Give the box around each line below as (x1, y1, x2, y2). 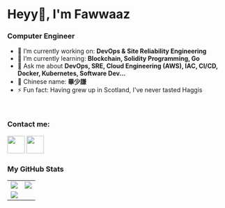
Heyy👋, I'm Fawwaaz (7, 6, 131, 22)
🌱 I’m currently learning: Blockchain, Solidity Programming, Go (17, 54, 200, 63)
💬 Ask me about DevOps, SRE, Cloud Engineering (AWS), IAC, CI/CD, (17, 62, 218, 70)
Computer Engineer (7, 31, 75, 41)
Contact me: (7, 119, 50, 129)
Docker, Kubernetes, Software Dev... (17, 69, 126, 77)
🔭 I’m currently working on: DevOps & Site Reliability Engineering (17, 47, 207, 55)
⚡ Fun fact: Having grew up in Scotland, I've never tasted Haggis (17, 86, 203, 94)
